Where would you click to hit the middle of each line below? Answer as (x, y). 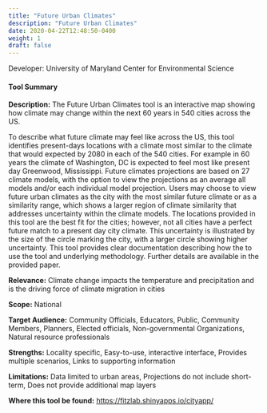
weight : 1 (25, 38)
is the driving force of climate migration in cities (87, 289)
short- (241, 377)
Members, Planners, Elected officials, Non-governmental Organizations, (127, 329)
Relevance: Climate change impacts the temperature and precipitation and (131, 281)
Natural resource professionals (59, 337)
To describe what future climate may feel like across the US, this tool (121, 137)
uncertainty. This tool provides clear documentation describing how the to (130, 248)
